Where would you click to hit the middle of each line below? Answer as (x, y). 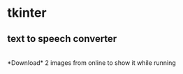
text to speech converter (62, 39)
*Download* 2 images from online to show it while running (91, 63)
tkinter (27, 13)
